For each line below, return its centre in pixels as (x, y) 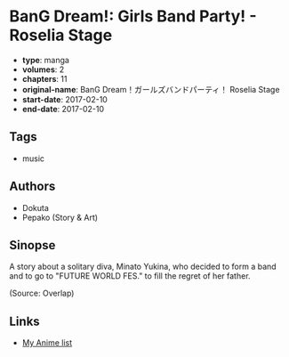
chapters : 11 (44, 78)
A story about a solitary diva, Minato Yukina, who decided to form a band (143, 267)
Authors (32, 187)
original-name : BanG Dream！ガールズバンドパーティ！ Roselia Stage (151, 89)
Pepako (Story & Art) (60, 217)
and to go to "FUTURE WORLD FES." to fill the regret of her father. (130, 276)
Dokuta (35, 207)
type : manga (45, 60)
